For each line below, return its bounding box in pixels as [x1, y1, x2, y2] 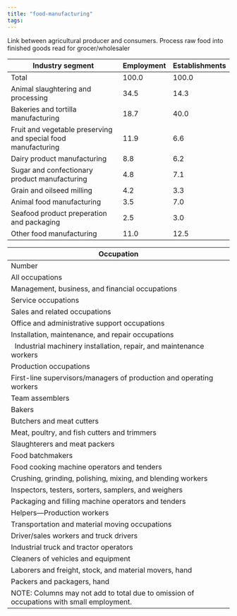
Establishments [172, 61, 226, 71]
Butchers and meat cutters [11, 416, 99, 425]
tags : [7, 17, 23, 24]
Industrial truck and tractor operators [11, 542, 133, 552]
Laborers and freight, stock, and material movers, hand [11, 565, 193, 575]
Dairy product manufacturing [11, 153, 107, 163]
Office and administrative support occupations [11, 318, 165, 328]
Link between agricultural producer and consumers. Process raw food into [7, 36, 224, 44]
